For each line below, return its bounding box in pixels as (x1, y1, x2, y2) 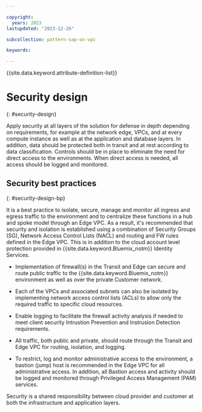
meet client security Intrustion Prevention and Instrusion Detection (15, 319, 180, 326)
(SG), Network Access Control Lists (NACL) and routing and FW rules (6, 231, 179, 239)
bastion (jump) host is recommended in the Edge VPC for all (15, 361, 165, 368)
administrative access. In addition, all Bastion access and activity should (15, 368, 195, 375)
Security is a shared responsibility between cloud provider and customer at (6, 392, 194, 400)
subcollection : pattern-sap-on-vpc (6, 36, 96, 42)
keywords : (6, 47, 31, 53)
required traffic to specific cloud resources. (15, 301, 124, 308)
